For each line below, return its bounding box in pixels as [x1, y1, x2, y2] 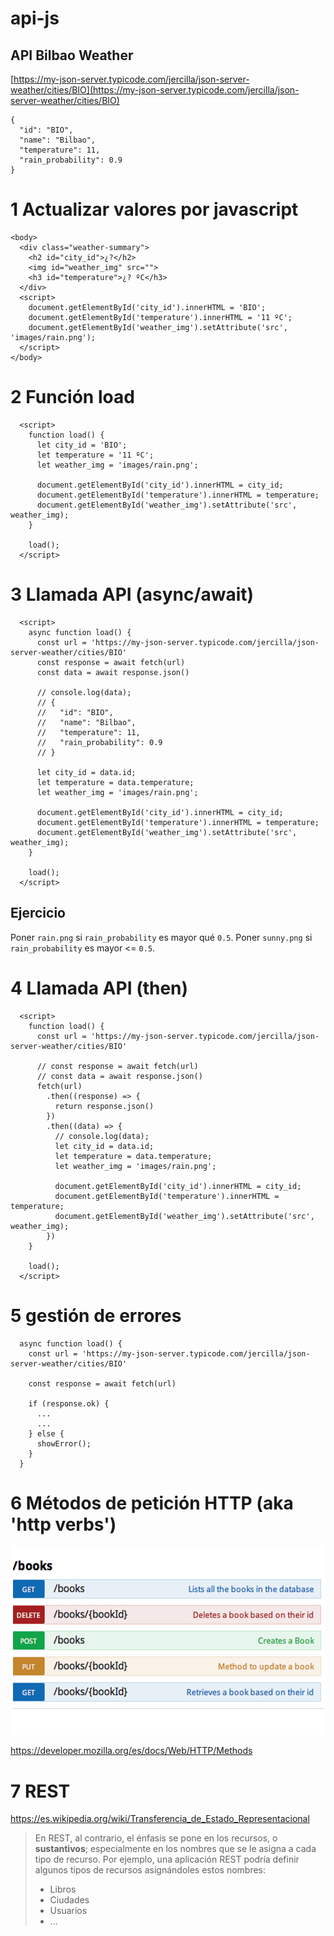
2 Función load [10, 386, 135, 409]
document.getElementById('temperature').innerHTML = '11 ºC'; [28, 312, 293, 322]
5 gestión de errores [10, 1304, 182, 1327]
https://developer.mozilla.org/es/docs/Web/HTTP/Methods [10, 1745, 253, 1757]
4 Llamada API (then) [10, 977, 189, 999]
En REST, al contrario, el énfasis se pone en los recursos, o [34, 1832, 278, 1844]
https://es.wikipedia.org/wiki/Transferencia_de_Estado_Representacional [10, 1813, 310, 1825]
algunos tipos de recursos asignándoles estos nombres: [34, 1864, 267, 1876]
